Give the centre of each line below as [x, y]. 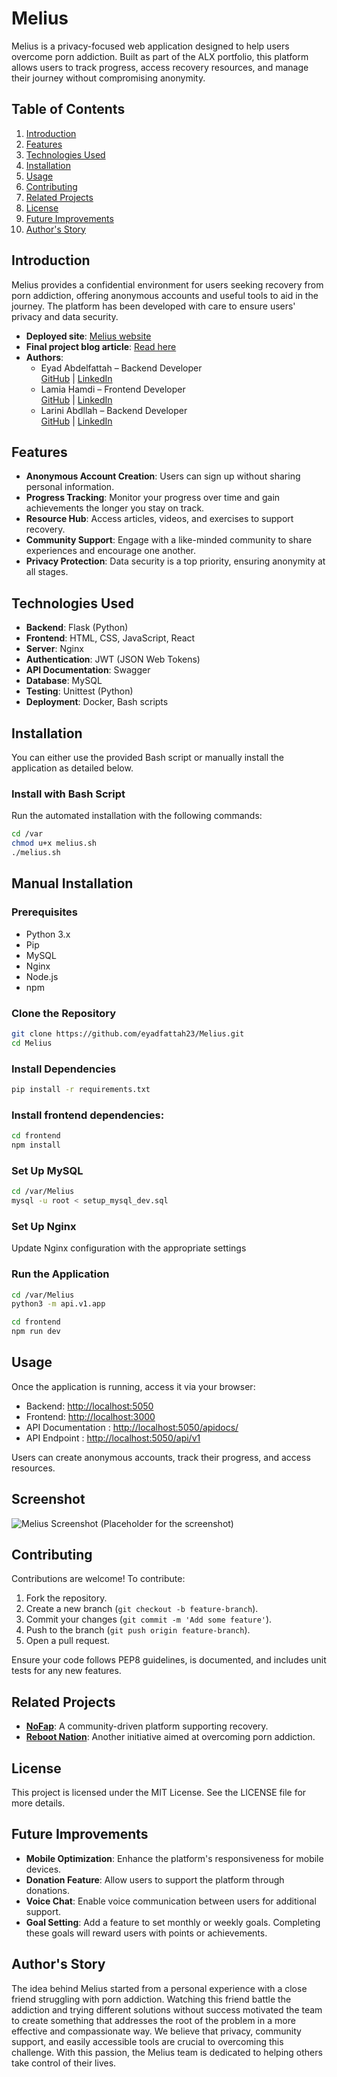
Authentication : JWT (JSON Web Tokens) [113, 659]
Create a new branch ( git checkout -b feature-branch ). [142, 1609]
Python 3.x [48, 934]
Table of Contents [68, 109]
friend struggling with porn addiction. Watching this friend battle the [151, 1999]
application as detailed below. [72, 768]
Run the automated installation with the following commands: [137, 816]
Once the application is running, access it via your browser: [133, 1386]
